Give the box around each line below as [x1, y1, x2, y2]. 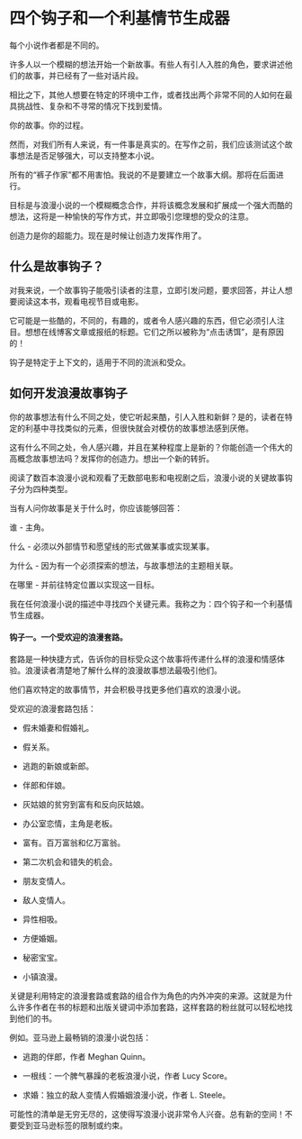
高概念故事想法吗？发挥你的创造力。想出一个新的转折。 [9, 452, 214, 464]
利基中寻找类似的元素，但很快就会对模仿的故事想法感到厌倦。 [24, 423, 253, 433]
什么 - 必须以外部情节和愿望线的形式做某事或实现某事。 [9, 541, 215, 551]
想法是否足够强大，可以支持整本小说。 [16, 150, 159, 160]
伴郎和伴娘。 [22, 779, 70, 790]
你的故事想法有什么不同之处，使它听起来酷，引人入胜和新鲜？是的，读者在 [9, 411, 285, 422]
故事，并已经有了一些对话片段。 [24, 69, 144, 81]
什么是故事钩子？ [9, 259, 104, 275]
